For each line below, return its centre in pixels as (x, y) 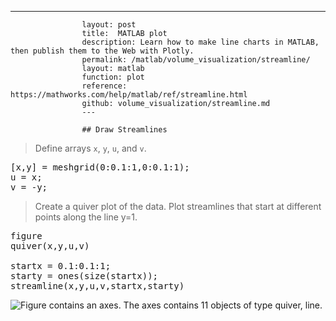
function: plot (113, 77)
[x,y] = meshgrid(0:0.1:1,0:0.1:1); (100, 167)
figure (26, 236)
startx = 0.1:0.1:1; (61, 266)
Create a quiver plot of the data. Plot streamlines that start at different (178, 206)
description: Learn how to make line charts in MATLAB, (200, 42)
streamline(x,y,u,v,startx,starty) (97, 286)
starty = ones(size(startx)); (84, 276)
